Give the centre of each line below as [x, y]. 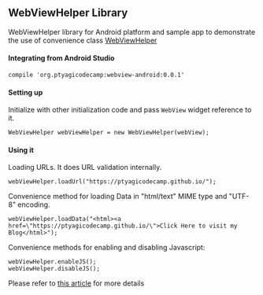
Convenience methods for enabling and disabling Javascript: [107, 248]
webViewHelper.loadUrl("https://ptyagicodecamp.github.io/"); [112, 182]
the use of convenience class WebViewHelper [83, 40]
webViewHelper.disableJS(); [54, 269]
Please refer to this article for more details [76, 283]
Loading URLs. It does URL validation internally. [85, 168]
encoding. [34, 205]
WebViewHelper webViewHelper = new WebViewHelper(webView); [109, 133]
